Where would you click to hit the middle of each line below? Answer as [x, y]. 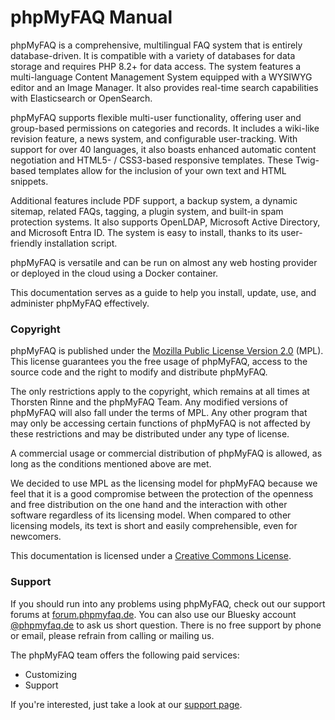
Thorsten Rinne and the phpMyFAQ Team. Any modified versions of [149, 402]
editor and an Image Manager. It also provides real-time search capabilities [164, 87]
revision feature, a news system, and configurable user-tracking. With [154, 138]
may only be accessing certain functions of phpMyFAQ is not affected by [160, 423]
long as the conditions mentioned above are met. [111, 464]
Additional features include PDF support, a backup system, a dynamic [154, 200]
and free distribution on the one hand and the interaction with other [149, 505]
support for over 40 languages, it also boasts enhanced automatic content [163, 149]
